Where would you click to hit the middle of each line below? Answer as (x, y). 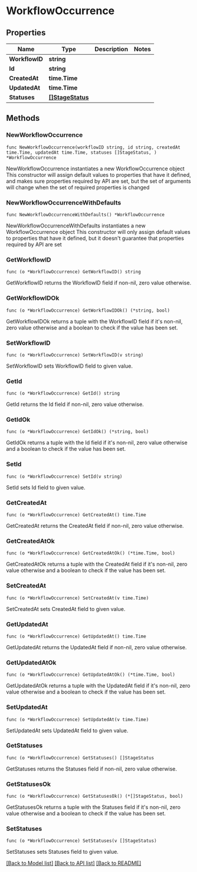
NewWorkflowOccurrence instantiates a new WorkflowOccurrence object (95, 169)
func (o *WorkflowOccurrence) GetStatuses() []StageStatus (80, 758)
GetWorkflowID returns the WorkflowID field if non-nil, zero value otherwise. (99, 283)
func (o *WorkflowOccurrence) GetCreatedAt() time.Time (76, 515)
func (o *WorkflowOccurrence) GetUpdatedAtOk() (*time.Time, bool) (91, 675)
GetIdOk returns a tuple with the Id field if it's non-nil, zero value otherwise (97, 442)
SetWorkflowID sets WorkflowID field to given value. (70, 366)
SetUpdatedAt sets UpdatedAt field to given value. (67, 730)
